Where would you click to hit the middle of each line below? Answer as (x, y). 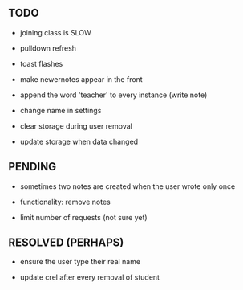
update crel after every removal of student (90, 277)
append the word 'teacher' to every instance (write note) (113, 95)
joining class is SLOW (56, 32)
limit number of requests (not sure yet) (83, 217)
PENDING (32, 167)
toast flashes (41, 63)
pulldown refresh (48, 48)
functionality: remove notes (65, 202)
